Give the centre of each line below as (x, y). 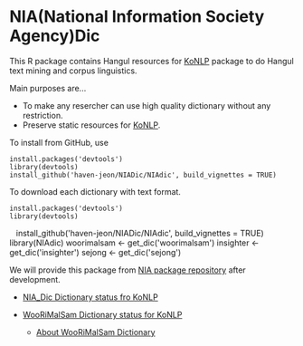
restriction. (43, 115)
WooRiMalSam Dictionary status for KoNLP (102, 314)
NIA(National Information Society (137, 17)
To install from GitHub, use (59, 142)
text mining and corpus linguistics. (73, 71)
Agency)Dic (55, 36)
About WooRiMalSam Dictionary (95, 332)
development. (35, 279)
